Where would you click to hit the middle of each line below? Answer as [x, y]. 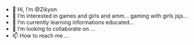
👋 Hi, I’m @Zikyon [34, 9]
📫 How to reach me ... [40, 36]
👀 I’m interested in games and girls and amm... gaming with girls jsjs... [100, 16]
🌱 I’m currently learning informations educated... [73, 22]
